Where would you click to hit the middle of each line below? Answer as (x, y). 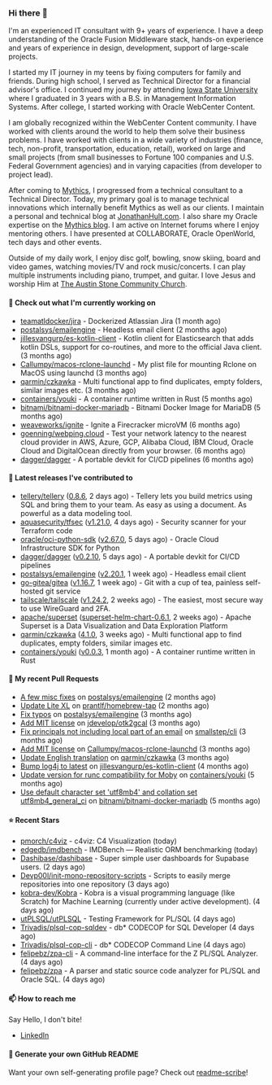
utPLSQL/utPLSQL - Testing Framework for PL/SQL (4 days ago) (128, 919)
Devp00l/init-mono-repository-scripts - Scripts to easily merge (125, 876)
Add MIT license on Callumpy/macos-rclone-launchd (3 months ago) (135, 749)
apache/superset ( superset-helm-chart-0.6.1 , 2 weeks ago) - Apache (136, 617)
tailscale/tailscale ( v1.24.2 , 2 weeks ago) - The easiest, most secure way (142, 599)
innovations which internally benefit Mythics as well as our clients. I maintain (136, 208)
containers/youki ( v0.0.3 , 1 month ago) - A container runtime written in (138, 651)
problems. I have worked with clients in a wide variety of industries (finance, (136, 140)
